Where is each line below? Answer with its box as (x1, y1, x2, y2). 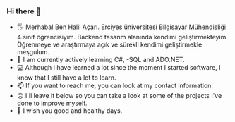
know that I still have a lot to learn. (16, 73, 117, 82)
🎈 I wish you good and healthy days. (16, 106, 123, 115)
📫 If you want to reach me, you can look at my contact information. (16, 81, 213, 90)
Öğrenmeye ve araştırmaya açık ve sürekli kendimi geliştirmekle (16, 40, 203, 49)
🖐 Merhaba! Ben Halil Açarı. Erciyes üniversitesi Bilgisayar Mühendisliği (16, 23, 227, 31)
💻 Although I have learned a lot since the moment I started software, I (16, 63, 221, 72)
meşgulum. (16, 48, 50, 56)
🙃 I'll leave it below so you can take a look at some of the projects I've (16, 92, 222, 100)
